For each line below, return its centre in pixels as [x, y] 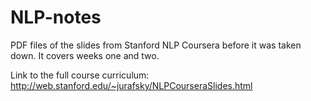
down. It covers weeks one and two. [85, 55]
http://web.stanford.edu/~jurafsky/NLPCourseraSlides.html [131, 85]
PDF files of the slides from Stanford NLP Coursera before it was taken [156, 45]
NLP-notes [56, 17]
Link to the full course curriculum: [80, 75]
